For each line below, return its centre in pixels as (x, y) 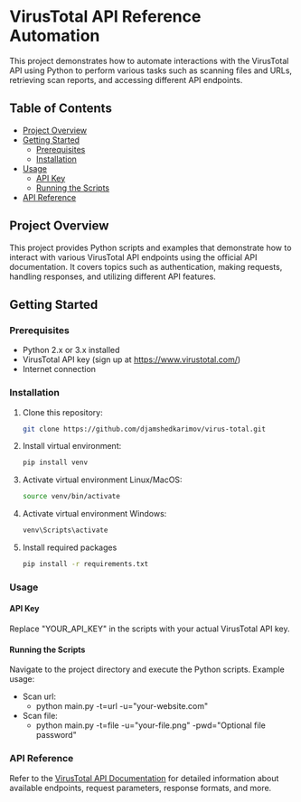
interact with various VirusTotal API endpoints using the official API (133, 257)
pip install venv (55, 462)
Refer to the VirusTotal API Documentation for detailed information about (144, 778)
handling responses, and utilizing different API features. (113, 276)
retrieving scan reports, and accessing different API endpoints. (126, 79)
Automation (55, 36)
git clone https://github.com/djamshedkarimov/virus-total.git (144, 429)
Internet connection (59, 369)
